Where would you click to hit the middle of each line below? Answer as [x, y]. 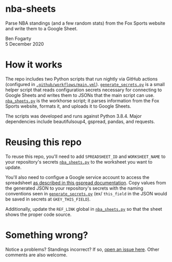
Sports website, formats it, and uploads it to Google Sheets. [68, 106]
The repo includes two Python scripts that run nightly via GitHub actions [82, 79]
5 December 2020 [25, 44]
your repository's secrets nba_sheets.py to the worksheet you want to [79, 162]
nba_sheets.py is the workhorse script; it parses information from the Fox [82, 100]
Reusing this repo [44, 142]
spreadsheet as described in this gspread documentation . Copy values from [86, 183]
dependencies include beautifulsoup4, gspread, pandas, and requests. [80, 122]
